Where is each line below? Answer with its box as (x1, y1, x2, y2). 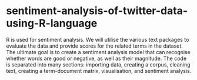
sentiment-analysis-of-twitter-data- (6, 4, 188, 18)
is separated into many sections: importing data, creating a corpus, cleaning (6, 61, 191, 68)
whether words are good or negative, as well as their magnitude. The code (6, 55, 187, 62)
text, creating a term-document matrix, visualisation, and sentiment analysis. (6, 67, 192, 74)
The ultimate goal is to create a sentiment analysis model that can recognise (6, 48, 191, 55)
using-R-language (6, 16, 98, 30)
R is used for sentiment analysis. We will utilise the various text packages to (6, 36, 189, 43)
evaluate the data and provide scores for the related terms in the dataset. (6, 42, 183, 49)
